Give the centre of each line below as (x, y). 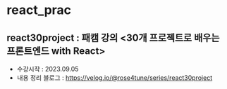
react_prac (39, 10)
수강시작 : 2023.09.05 (48, 69)
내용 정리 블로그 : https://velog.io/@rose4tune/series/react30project (115, 78)
